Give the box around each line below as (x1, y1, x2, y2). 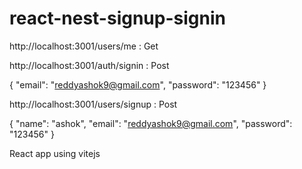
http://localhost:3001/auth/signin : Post (9, 59, 170, 71)
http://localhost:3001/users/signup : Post (9, 98, 178, 110)
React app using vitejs (9, 147, 101, 159)
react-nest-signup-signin (9, 7, 226, 30)
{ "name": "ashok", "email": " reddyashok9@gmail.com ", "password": (9, 117, 293, 129)
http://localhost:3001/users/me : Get (9, 40, 159, 52)
